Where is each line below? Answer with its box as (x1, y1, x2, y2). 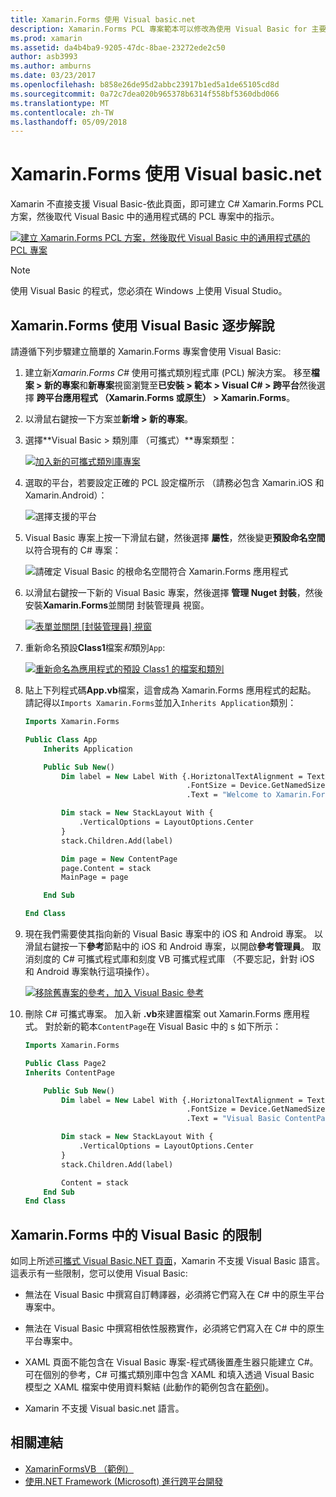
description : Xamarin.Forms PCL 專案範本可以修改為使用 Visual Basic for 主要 (10, 24, 327, 34)
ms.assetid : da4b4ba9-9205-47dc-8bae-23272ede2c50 (10, 42, 226, 53)
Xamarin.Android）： (24, 489, 108, 501)
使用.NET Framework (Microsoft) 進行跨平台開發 (24, 1475, 224, 1487)
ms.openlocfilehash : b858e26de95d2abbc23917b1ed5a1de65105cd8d (10, 80, 280, 90)
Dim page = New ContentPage (61, 854, 178, 864)
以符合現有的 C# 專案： (24, 544, 122, 556)
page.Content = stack (61, 863, 152, 873)
